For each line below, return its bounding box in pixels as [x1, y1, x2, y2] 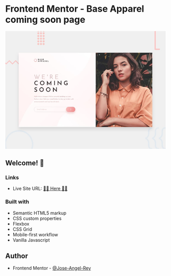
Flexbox [12, 220, 30, 227]
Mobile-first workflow [12, 231, 59, 237]
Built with [5, 198, 30, 205]
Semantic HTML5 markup [12, 210, 67, 216]
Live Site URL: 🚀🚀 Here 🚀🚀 [12, 185, 68, 191]
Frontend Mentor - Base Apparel [5, 3, 145, 15]
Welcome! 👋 [5, 158, 44, 167]
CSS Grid [12, 226, 32, 232]
